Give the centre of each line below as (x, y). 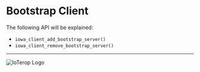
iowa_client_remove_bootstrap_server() (64, 46)
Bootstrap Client (47, 11)
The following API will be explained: (50, 27)
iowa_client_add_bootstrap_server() (60, 39)
